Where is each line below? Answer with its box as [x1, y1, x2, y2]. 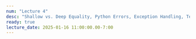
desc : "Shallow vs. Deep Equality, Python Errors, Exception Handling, [6, 14, 184, 19]
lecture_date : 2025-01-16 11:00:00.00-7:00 [6, 24, 114, 30]
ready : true [6, 19, 35, 25]
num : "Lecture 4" [6, 8, 48, 14]
